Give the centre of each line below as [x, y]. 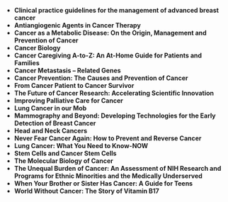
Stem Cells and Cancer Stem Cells [65, 153]
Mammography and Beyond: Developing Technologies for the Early [115, 116]
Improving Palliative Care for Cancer [69, 101]
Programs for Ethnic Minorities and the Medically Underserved [108, 176]
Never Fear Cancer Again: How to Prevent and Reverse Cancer [108, 138]
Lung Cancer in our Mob [50, 108]
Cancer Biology [37, 48]
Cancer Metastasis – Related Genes [68, 71]
